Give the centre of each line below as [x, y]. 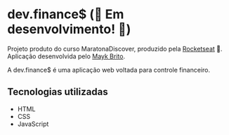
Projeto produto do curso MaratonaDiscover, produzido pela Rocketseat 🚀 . [115, 49]
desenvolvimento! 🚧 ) [69, 29]
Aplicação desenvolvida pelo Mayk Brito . [66, 56]
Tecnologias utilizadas [58, 92]
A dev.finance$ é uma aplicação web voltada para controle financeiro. [109, 70]
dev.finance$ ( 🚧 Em [66, 14]
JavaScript [33, 124]
